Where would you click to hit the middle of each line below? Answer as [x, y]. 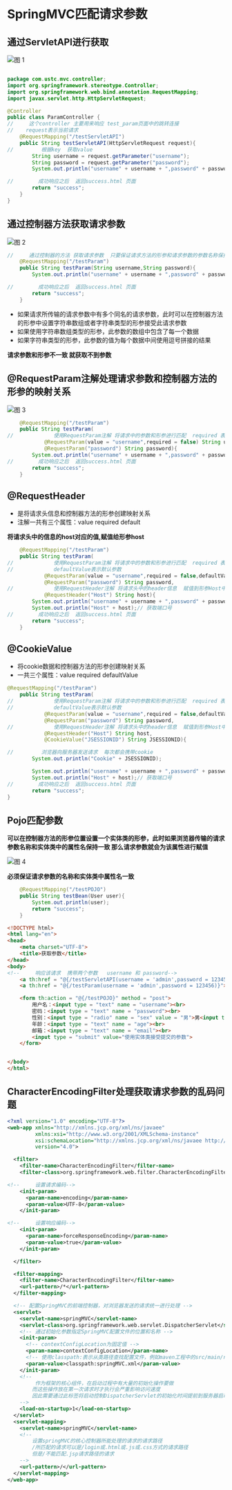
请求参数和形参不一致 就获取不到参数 [59, 355]
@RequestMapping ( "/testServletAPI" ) [72, 137]
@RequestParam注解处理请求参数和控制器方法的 [112, 379]
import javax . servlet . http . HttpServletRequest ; [77, 98]
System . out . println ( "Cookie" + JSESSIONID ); [97, 759]
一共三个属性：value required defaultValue [77, 675]
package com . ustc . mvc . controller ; [57, 79]
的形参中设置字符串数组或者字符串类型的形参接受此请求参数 [102, 322]
